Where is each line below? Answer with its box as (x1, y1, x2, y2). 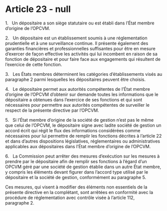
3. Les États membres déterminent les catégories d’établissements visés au (5, 71, 163, 77)
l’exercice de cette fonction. (5, 61, 62, 67)
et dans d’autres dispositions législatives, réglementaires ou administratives (5, 138, 161, 144)
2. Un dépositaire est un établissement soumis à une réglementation (5, 35, 148, 41)
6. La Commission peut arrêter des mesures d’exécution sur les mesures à (5, 153, 160, 159)
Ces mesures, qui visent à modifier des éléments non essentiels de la (5, 184, 148, 190)
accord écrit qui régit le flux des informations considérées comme (5, 127, 141, 133)
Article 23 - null (5, 3, 71, 15)
